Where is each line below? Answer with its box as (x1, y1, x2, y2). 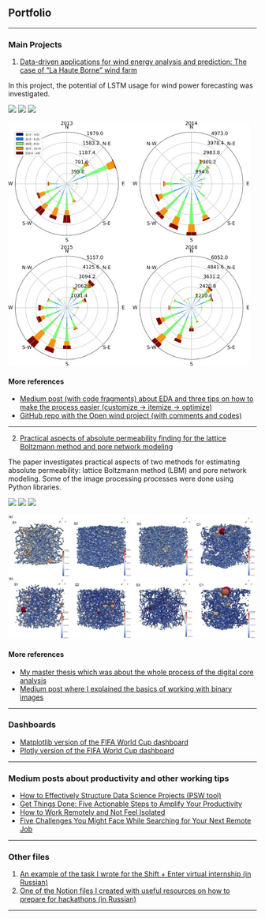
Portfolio (8, 6, 52, 20)
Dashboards (8, 719, 57, 730)
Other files (8, 852, 50, 863)
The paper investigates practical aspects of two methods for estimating (8, 457, 241, 467)
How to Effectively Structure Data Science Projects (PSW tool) (19, 791, 222, 801)
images (19, 692, 44, 702)
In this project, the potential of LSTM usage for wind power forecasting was (8, 81, 254, 90)
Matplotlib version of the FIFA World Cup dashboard (19, 737, 189, 747)
